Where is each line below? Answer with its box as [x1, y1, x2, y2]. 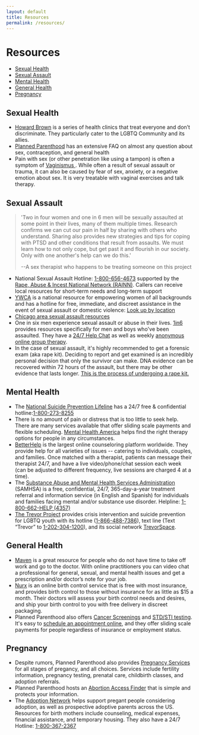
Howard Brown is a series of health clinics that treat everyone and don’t [14, 123, 190, 131]
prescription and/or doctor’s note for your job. [14, 575, 127, 582]
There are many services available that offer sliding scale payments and [14, 421, 191, 429]
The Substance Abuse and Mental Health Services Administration [14, 479, 175, 486]
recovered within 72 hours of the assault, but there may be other [14, 363, 173, 370]
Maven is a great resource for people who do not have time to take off [14, 556, 186, 563]
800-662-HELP [14, 504, 53, 511]
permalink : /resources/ [6, 20, 65, 26]
